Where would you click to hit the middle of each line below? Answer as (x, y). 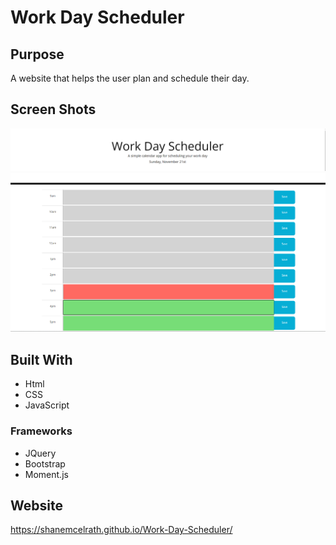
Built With (41, 359)
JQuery (40, 453)
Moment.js (46, 474)
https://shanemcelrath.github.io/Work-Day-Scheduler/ (121, 530)
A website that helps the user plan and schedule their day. (130, 78)
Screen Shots (53, 109)
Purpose (37, 54)
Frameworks (41, 431)
